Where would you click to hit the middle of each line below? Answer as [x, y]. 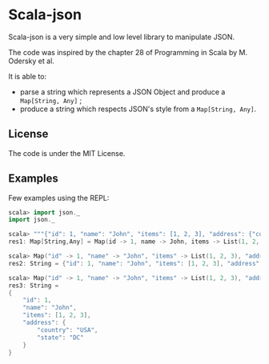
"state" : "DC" [60, 338]
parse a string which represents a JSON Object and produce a [122, 92]
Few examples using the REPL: [59, 198]
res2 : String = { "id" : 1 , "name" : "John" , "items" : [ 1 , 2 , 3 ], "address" [134, 263]
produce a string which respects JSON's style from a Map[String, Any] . [138, 109]
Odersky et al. [31, 61]
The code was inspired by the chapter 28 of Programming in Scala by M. [128, 52]
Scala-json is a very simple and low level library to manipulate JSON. [121, 37]
